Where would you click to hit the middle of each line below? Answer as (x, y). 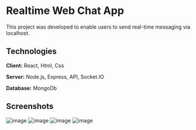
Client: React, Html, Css (35, 65)
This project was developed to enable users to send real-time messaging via (98, 27)
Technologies (32, 52)
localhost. (18, 33)
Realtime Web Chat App (65, 11)
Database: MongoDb (32, 88)
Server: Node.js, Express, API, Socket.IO (55, 76)
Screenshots (30, 106)
